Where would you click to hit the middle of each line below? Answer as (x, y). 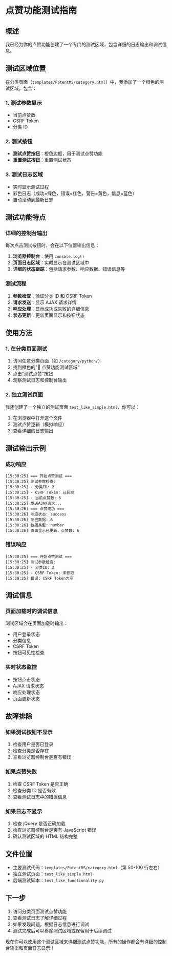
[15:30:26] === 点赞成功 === (35, 509)
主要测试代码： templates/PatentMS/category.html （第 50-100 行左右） (87, 867)
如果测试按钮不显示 (29, 732)
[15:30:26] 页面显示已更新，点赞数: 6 (42, 531)
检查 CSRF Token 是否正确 (40, 784)
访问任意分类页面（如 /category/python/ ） (58, 361)
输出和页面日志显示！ (32, 948)
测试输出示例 (26, 448)
